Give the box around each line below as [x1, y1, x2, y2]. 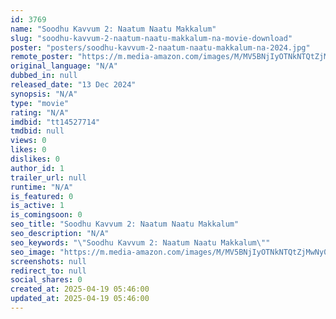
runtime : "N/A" [10, 182, 74, 192]
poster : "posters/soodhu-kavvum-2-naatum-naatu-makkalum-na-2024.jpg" [10, 42, 311, 53]
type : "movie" [10, 98, 70, 108]
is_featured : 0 [10, 191, 74, 201]
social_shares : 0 [10, 275, 83, 285]
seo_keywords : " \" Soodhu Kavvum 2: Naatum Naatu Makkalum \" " [10, 237, 271, 248]
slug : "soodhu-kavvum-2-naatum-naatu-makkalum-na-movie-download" [10, 33, 293, 43]
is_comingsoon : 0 [10, 210, 83, 220]
